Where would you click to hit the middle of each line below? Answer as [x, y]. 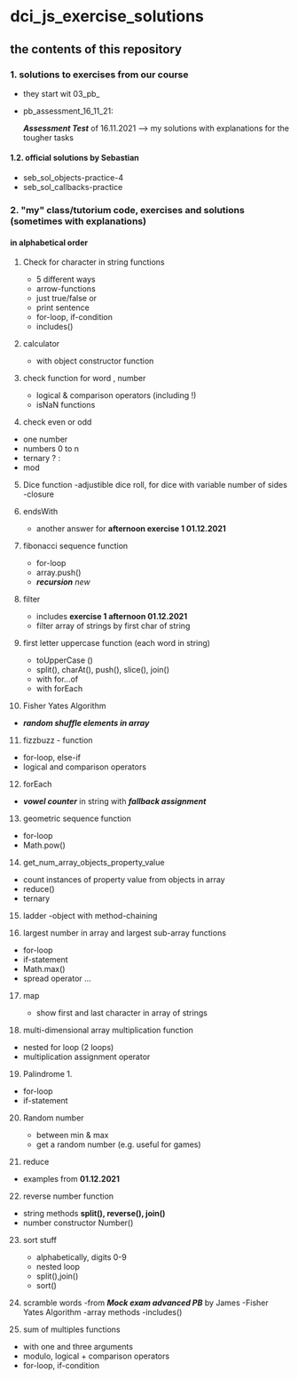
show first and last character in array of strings [122, 1013]
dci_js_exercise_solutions [107, 16]
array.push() [59, 573]
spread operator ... [57, 978]
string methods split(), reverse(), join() [94, 1214]
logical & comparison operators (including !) [116, 395]
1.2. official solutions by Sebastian [75, 158]
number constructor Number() [78, 1223]
